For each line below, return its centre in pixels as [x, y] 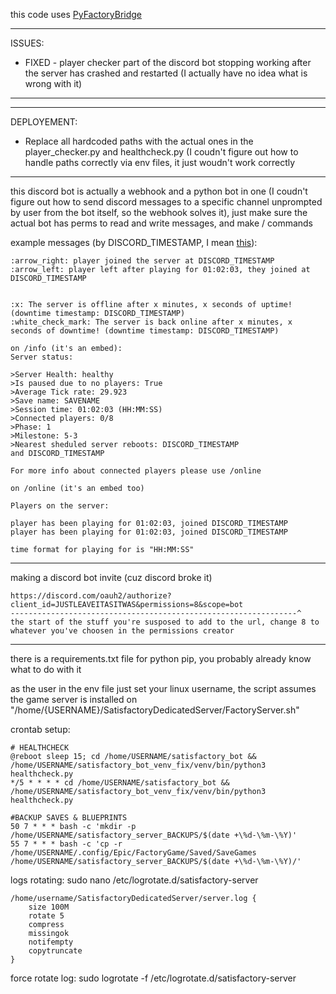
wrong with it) [53, 83]
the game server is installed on [74, 699]
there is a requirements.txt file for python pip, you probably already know [161, 658]
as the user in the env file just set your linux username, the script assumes [163, 688]
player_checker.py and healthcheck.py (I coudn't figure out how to [161, 152]
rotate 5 [46, 916]
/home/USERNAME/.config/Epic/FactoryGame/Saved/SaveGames [133, 853]
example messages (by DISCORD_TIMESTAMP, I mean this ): [134, 242]
